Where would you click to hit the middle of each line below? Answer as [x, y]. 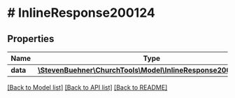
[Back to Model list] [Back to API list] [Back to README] [87, 87]
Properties [31, 39]
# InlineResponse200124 [81, 13]
